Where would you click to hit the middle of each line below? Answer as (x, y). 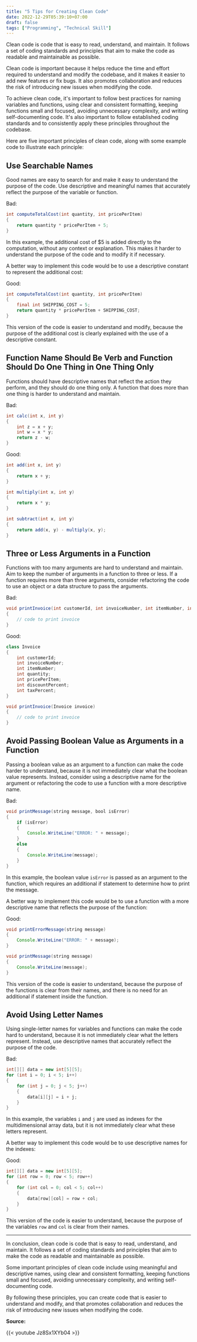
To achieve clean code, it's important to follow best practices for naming (94, 99)
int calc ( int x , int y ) (35, 416)
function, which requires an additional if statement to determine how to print (98, 883)
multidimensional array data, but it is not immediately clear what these (91, 1125)
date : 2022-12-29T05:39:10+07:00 (47, 17)
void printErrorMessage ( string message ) (56, 929)
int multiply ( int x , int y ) (40, 492)
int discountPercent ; (43, 685)
